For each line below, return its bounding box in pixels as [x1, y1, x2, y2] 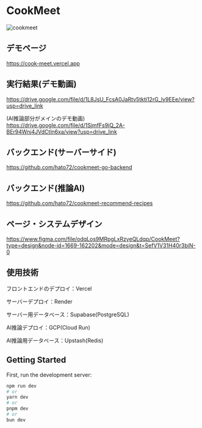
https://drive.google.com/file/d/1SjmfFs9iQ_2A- [6, 122, 125, 129]
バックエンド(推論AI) [6, 183, 85, 193]
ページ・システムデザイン [6, 219, 103, 229]
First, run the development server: [6, 371, 92, 379]
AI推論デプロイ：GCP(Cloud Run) [6, 324, 90, 331]
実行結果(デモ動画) [6, 79, 77, 89]
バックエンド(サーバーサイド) [6, 147, 117, 158]
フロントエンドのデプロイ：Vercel [6, 285, 92, 292]
